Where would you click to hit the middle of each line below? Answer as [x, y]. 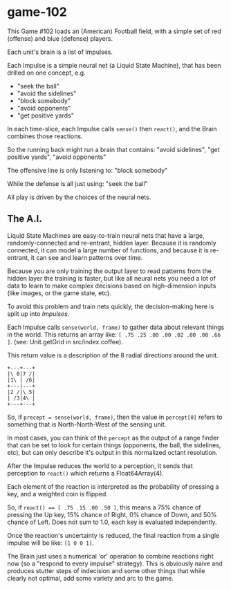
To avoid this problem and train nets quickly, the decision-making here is [111, 306]
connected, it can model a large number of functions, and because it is [108, 250]
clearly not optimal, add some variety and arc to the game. [91, 578]
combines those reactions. [45, 136]
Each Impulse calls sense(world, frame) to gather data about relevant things [116, 327]
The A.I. [25, 219]
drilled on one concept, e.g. [46, 73]
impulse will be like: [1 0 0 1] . [51, 543]
